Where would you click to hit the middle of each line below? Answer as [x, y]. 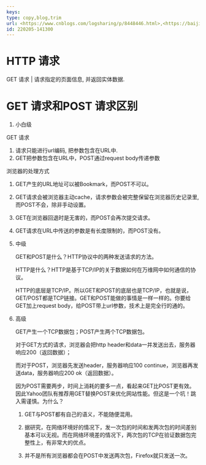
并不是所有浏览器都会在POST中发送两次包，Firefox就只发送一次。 [108, 456]
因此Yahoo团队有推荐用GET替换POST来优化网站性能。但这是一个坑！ [103, 394]
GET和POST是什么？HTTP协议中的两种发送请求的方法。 [86, 257]
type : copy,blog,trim [34, 18]
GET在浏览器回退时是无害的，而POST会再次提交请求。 [84, 218]
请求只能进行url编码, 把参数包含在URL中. [67, 151]
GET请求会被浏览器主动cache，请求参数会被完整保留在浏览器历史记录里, [107, 197]
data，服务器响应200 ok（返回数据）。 [69, 373]
